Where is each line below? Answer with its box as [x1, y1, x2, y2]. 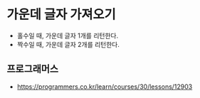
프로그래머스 [6, 63, 58, 75]
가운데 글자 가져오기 [6, 6, 117, 23]
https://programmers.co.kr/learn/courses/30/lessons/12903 [16, 82, 193, 91]
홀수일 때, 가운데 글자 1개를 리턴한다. [16, 31, 119, 40]
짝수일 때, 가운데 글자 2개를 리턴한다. [16, 40, 120, 48]
